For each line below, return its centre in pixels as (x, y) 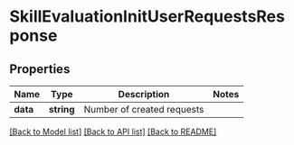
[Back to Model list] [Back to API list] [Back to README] (113, 131)
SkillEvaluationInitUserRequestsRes (147, 17)
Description (144, 94)
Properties (40, 69)
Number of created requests (144, 109)
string (62, 109)
